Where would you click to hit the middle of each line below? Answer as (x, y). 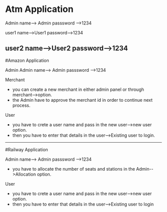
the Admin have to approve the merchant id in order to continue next (83, 100)
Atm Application (39, 9)
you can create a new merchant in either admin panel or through (78, 89)
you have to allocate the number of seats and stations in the (74, 169)
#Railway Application (27, 149)
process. (21, 105)
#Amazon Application (27, 60)
